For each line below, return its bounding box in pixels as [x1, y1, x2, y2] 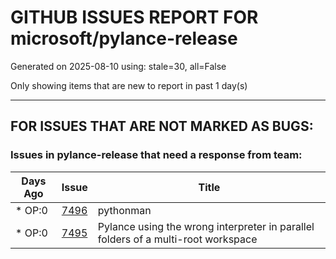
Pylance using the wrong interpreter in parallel [97, 219, 315, 233]
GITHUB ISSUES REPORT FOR [10, 6, 259, 29]
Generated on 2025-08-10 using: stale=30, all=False [10, 60, 227, 72]
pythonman [97, 203, 152, 217]
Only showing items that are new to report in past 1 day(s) [10, 79, 248, 91]
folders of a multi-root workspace [97, 232, 258, 246]
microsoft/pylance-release [10, 27, 238, 50]
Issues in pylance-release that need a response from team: [10, 148, 303, 162]
